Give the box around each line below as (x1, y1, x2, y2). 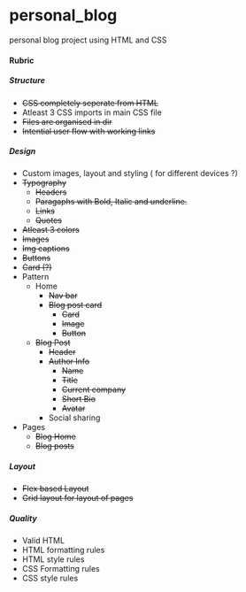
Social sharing (48, 412, 101, 423)
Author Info (48, 356, 90, 367)
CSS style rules (21, 573, 79, 584)
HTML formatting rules (21, 545, 105, 556)
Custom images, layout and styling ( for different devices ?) (21, 168, 238, 179)
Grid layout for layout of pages (21, 493, 134, 504)
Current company (61, 384, 127, 395)
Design (9, 146, 36, 157)
